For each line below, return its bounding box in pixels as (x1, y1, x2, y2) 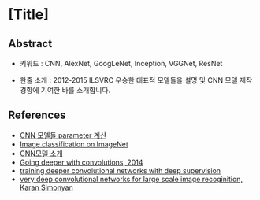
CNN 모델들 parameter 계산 (19, 130, 107, 139)
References (8, 109, 66, 122)
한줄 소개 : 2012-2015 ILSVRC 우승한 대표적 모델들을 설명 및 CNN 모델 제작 (19, 76, 253, 84)
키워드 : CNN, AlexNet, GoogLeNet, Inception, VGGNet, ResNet (19, 59, 223, 68)
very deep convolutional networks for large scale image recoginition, (19, 174, 243, 183)
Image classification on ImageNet (19, 139, 128, 149)
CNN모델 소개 (19, 148, 63, 158)
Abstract (8, 37, 53, 50)
